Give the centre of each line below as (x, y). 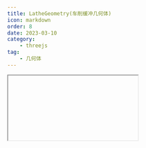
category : (21, 39)
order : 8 (20, 26)
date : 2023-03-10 (32, 33)
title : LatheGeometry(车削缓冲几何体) (60, 13)
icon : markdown (29, 20)
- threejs (34, 46)
